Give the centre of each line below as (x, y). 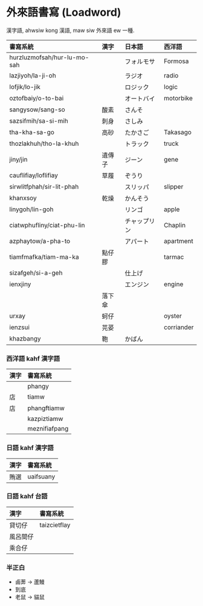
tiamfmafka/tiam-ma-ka (44, 256)
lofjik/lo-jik (25, 86)
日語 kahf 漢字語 (30, 448)
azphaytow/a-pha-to (40, 241)
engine (174, 284)
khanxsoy (23, 198)
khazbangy (25, 338)
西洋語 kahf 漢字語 (33, 359)
